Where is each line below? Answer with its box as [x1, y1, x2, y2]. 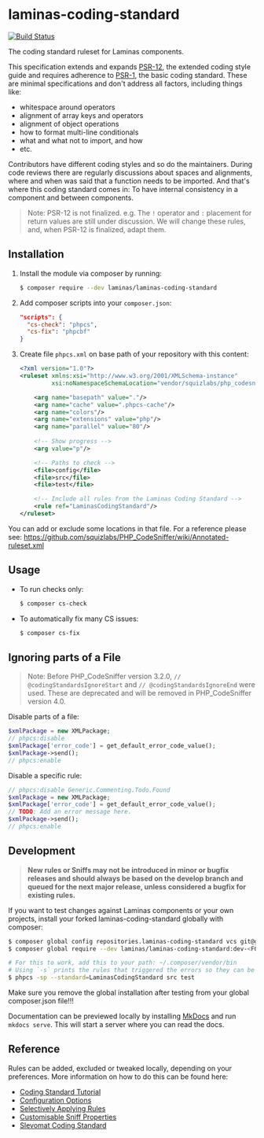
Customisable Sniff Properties [19, 1112, 117, 1121]
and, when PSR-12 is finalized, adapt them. [27, 224, 167, 234]
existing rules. [27, 890, 76, 900]
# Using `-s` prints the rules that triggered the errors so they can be [8, 966, 255, 974]
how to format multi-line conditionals [19, 127, 139, 137]
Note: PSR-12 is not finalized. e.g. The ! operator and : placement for [27, 208, 252, 217]
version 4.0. [27, 696, 66, 706]
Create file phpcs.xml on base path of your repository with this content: [19, 349, 249, 359]
